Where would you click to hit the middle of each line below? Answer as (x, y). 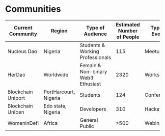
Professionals (96, 57)
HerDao (16, 75)
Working (89, 51)
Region (59, 30)
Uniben (16, 112)
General (89, 120)
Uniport (16, 98)
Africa (51, 123)
